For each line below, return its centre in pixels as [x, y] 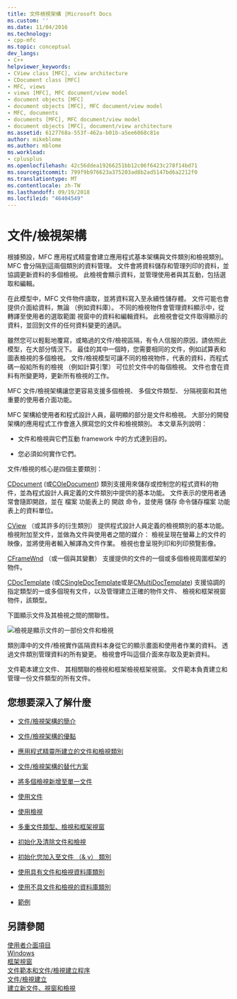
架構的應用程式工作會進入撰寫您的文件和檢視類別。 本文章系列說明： [107, 424]
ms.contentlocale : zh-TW [44, 185]
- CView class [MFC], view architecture [68, 73]
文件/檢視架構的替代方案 [53, 766]
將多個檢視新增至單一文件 [55, 781]
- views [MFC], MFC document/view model [68, 93]
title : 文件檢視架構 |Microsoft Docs [60, 14]
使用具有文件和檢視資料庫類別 [61, 872]
